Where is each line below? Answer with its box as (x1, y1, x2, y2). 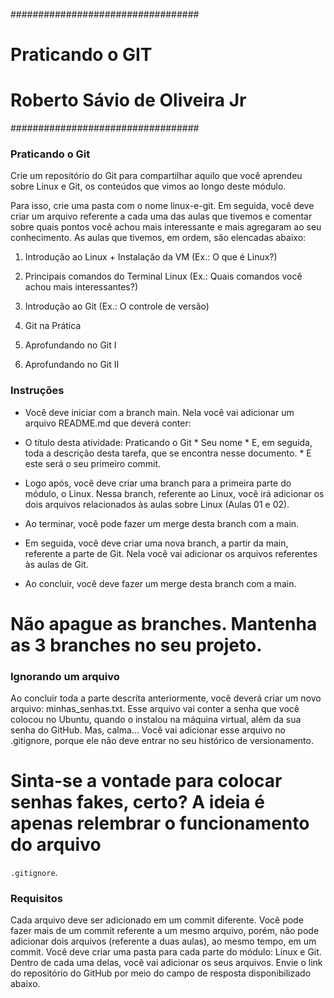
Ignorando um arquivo (10, 669, 120, 683)
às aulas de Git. (24, 558, 89, 570)
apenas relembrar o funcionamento (10, 812, 310, 835)
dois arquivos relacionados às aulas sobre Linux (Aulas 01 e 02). (24, 498, 290, 510)
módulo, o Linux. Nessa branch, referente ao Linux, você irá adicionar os (24, 487, 325, 499)
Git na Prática (24, 320, 82, 332)
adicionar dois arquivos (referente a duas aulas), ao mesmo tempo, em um (10, 935, 317, 948)
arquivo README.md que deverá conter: (24, 417, 192, 429)
